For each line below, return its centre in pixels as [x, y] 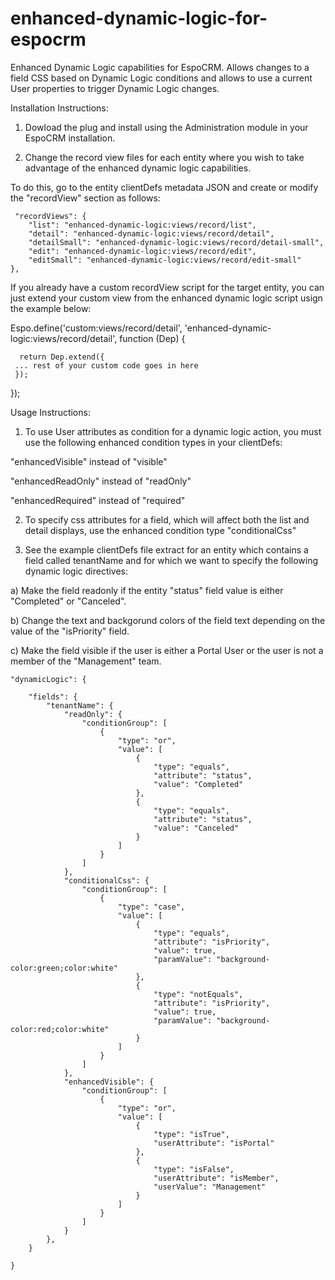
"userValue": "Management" [210, 1187]
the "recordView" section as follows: [85, 198]
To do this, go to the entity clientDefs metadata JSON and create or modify [164, 187]
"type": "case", [151, 907]
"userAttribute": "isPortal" [214, 1143]
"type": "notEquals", [198, 994]
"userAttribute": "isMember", [216, 1178]
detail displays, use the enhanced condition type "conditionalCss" [160, 530]
